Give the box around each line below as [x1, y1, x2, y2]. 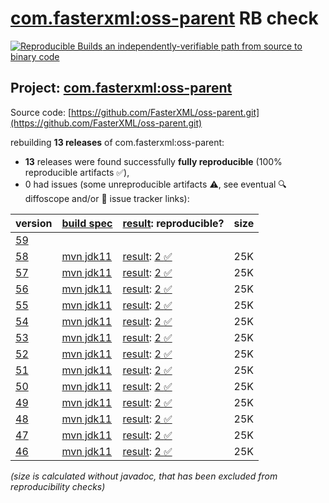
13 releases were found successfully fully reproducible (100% [24, 155, 283, 167]
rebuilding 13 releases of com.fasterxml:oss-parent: [10, 136, 225, 148]
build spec [61, 216, 113, 230]
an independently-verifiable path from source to [104, 40, 303, 52]
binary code [10, 50, 60, 62]
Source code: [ [10, 106, 72, 118]
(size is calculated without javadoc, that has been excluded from [10, 470, 278, 482]
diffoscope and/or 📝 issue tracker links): [24, 192, 190, 204]
